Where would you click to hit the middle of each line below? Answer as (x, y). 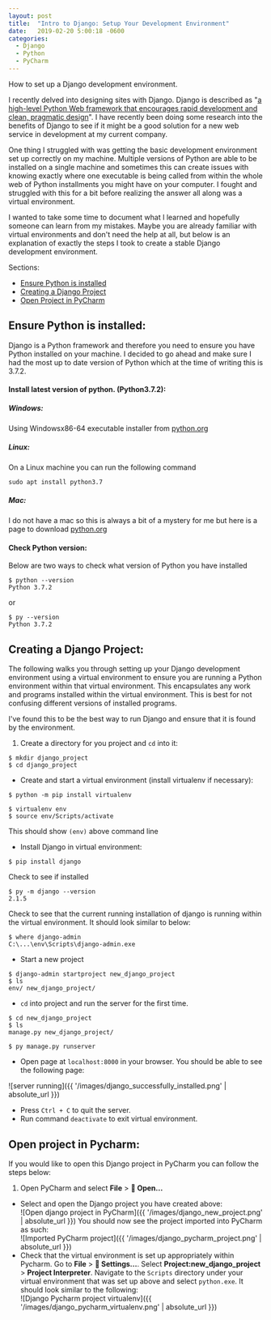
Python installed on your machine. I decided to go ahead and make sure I (130, 354)
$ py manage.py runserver (52, 1047)
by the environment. (42, 728)
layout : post (30, 16)
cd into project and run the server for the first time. (104, 1003)
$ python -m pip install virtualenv (70, 795)
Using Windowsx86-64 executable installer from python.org (108, 428)
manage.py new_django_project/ (61, 1033)
